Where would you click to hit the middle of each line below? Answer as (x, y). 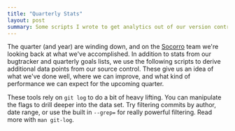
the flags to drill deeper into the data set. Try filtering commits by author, (112, 105)
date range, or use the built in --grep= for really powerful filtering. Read (109, 112)
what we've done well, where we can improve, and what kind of (99, 76)
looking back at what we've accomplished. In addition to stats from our (109, 54)
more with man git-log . (41, 120)
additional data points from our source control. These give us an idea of (111, 69)
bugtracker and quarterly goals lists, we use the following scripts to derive (114, 62)
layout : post (26, 20)
